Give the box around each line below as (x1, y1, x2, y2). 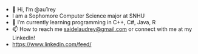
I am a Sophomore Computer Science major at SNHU (12, 12, 145, 19)
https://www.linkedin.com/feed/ (12, 41, 92, 48)
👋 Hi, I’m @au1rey (12, 6, 56, 13)
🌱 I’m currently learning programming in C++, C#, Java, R (12, 19, 156, 25)
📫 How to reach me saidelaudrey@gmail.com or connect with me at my (12, 25, 193, 33)
